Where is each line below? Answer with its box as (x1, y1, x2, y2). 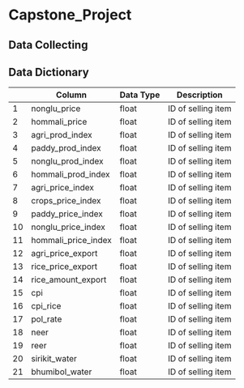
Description (177, 89, 223, 100)
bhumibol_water (31, 366, 92, 377)
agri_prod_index (31, 130, 93, 141)
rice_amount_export (31, 274, 107, 285)
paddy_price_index (31, 208, 103, 220)
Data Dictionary (8, 65, 89, 79)
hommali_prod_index (31, 168, 111, 180)
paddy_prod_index (31, 143, 101, 154)
